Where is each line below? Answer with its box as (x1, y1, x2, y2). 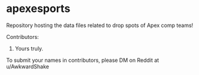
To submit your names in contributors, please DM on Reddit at (6, 56, 159, 64)
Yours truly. (14, 44, 44, 52)
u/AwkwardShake (6, 62, 49, 70)
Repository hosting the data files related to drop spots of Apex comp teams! (6, 22, 194, 29)
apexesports (6, 2, 71, 16)
